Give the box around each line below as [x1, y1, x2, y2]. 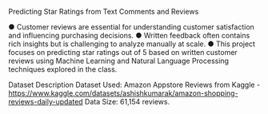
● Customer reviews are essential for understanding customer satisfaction [8, 22, 254, 31]
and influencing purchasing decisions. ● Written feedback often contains [8, 31, 250, 40]
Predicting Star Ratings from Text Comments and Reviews [8, 7, 199, 16]
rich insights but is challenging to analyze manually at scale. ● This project [8, 39, 256, 49]
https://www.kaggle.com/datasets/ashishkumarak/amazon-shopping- [8, 88, 238, 98]
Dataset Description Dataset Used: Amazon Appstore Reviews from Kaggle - [8, 80, 261, 89]
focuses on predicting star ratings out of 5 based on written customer [8, 48, 238, 57]
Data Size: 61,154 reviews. [84, 97, 170, 106]
